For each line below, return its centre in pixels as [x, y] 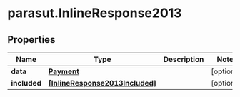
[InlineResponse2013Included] [102, 83]
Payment [64, 71]
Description [184, 60]
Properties [31, 40]
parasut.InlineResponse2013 [95, 13]
